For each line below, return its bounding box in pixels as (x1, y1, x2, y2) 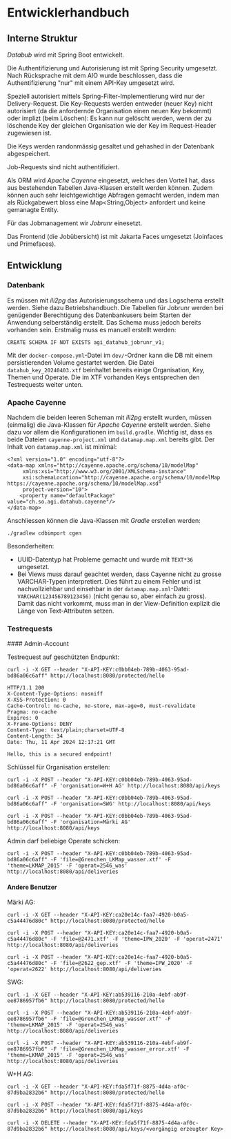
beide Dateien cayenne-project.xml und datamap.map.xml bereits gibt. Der (7, 435, 215, 443)
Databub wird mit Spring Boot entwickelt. (7, 50, 125, 59)
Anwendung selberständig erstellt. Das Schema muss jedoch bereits (7, 318, 201, 326)
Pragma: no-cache (7, 709, 57, 716)
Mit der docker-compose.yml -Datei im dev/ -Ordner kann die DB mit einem (7, 351, 213, 359)
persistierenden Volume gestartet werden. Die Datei (7, 358, 154, 367)
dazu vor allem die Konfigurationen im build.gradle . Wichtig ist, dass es (7, 428, 212, 436)
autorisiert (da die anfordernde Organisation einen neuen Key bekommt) (7, 107, 212, 115)
